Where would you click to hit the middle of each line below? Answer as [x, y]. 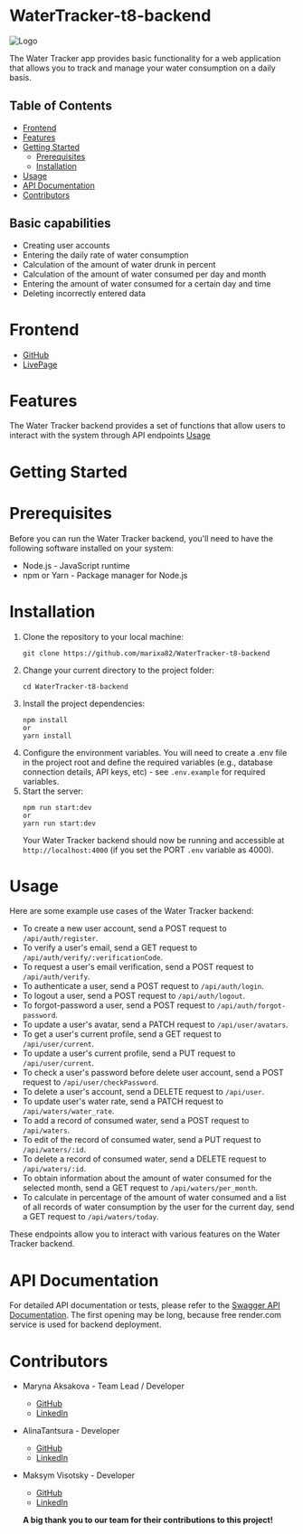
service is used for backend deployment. [85, 1324]
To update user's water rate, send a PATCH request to [123, 1101]
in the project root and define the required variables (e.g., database [147, 762]
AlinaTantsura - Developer [71, 1431]
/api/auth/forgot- [251, 1006]
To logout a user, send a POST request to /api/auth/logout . [134, 996]
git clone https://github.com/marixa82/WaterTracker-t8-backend [146, 653]
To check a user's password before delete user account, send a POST [153, 1073]
